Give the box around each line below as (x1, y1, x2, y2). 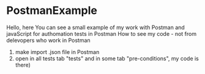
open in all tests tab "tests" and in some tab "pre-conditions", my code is (15, 55, 199, 62)
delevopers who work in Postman (6, 36, 91, 44)
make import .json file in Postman (15, 48, 100, 55)
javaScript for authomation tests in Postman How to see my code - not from (6, 30, 197, 37)
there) (15, 61, 31, 69)
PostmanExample (6, 4, 98, 18)
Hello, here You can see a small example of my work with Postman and (6, 24, 185, 31)
